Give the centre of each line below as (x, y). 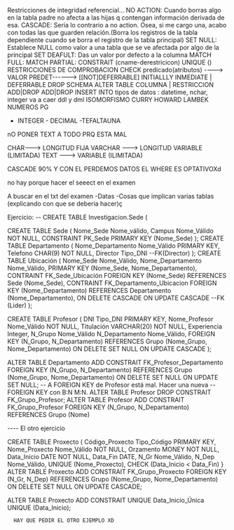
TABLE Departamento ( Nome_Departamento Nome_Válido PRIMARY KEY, (113, 246)
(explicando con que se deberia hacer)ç (65, 204)
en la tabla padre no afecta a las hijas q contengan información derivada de (116, 18)
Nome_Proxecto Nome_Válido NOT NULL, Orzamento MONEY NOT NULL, (113, 449)
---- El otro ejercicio (36, 428)
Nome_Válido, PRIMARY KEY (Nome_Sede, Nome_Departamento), (102, 268)
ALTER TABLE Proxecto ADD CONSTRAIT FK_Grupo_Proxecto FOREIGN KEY (117, 472)
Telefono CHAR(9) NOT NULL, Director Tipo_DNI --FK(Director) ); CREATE (114, 253)
